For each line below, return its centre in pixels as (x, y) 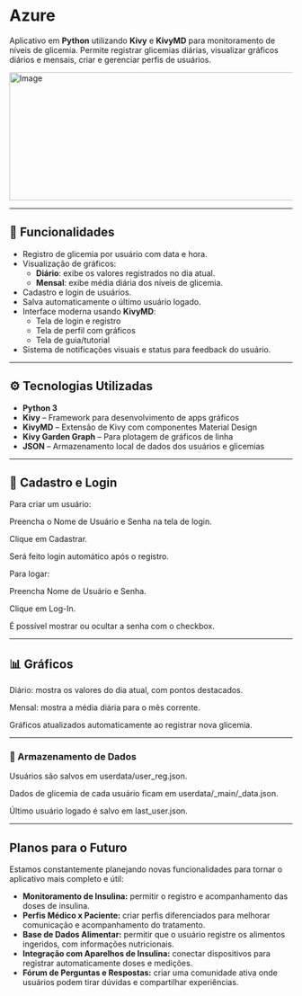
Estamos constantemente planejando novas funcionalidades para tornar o (146, 869)
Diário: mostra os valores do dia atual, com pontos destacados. (126, 690)
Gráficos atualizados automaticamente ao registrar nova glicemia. (131, 725)
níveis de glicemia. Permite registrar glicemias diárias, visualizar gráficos (144, 49)
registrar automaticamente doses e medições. (107, 964)
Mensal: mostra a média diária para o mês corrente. (105, 707)
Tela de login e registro (78, 321)
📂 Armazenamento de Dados (73, 757)
